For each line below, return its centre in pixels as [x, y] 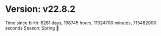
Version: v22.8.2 [40, 9]
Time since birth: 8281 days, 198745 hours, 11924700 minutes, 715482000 [81, 23]
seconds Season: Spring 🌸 [32, 28]
